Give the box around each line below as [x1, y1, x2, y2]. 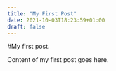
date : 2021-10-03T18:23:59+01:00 [7, 17, 105, 24]
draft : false [7, 23, 46, 30]
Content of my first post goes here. [7, 56, 109, 64]
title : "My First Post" [7, 10, 77, 17]
